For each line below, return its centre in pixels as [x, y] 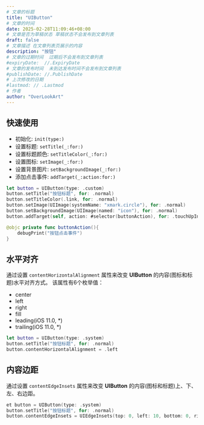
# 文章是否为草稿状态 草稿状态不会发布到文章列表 [60, 35]
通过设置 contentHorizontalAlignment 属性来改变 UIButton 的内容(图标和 [97, 275]
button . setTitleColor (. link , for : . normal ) [62, 199]
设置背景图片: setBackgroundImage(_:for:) [68, 169]
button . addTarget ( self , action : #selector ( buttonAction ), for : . [91, 216]
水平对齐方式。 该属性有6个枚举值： [59, 283]
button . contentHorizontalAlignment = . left [62, 350]
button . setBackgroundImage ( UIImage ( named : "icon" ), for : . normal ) [92, 211]
